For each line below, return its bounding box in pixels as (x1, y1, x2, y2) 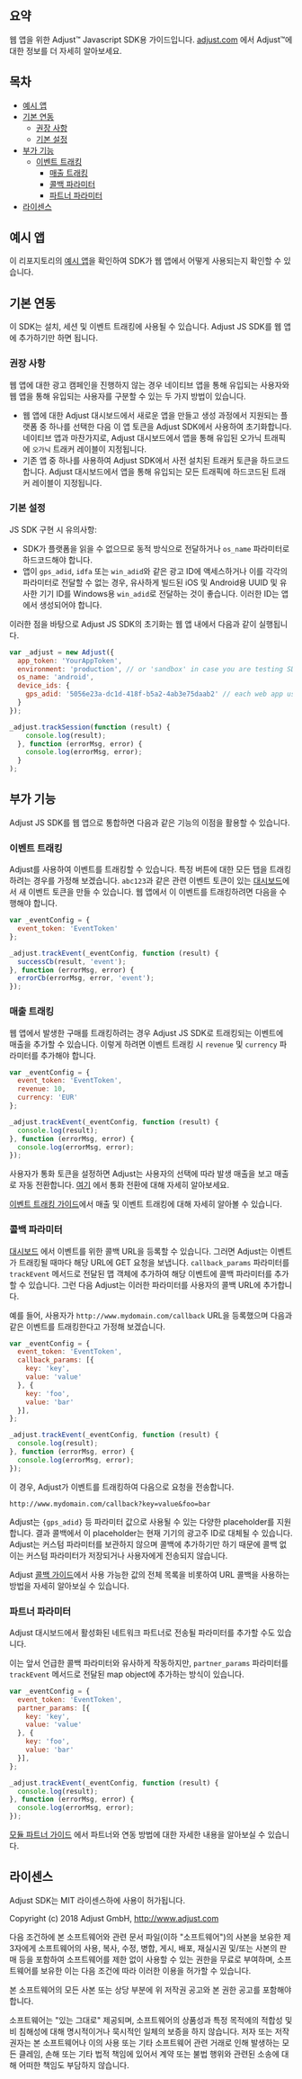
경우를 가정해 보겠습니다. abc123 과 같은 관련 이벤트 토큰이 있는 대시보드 (32, 876, 283, 886)
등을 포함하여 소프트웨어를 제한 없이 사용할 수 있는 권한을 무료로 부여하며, (18, 1954, 276, 1965)
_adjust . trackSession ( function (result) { (9, 723, 171, 732)
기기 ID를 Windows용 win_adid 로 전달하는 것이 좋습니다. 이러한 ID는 (39, 588, 280, 598)
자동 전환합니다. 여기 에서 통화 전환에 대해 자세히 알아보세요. (18, 1180, 230, 1191)
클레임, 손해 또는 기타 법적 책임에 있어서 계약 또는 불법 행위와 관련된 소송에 (18, 2048, 280, 2059)
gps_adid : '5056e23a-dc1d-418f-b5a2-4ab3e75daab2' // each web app (25, 689, 283, 699)
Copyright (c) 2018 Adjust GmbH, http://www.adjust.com (9, 1912, 219, 1923)
